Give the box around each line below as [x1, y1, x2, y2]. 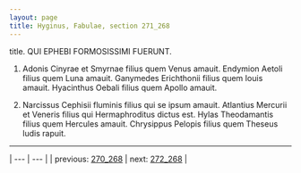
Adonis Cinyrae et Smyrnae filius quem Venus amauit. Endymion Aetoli [21, 63, 283, 74]
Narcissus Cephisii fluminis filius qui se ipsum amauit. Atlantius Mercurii [21, 99, 288, 110]
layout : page [9, 12, 58, 22]
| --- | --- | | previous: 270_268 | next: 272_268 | [9, 153, 188, 164]
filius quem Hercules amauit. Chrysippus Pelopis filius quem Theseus [21, 118, 279, 129]
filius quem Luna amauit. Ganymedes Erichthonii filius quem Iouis [21, 72, 263, 83]
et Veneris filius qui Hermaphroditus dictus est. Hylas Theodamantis [21, 109, 274, 119]
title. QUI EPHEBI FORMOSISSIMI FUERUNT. [9, 45, 172, 56]
